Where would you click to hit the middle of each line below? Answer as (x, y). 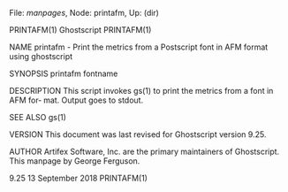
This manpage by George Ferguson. (75, 161)
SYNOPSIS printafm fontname (64, 73)
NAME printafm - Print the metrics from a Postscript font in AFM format (139, 47)
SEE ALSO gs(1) (38, 117)
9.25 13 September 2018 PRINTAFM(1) (79, 178)
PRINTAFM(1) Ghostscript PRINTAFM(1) (80, 30)
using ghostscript (41, 56)
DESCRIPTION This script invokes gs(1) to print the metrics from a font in (141, 91)
